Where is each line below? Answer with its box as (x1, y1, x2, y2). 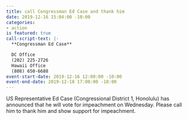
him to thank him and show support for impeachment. (6, 108, 136, 115)
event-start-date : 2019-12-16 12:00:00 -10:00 (6, 74, 122, 80)
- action (6, 25, 28, 31)
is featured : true (6, 30, 51, 36)
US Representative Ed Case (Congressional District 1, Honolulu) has (6, 95, 170, 102)
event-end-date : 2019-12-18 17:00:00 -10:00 (6, 79, 117, 85)
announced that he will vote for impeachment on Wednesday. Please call (6, 101, 182, 108)
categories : (6, 19, 35, 25)
